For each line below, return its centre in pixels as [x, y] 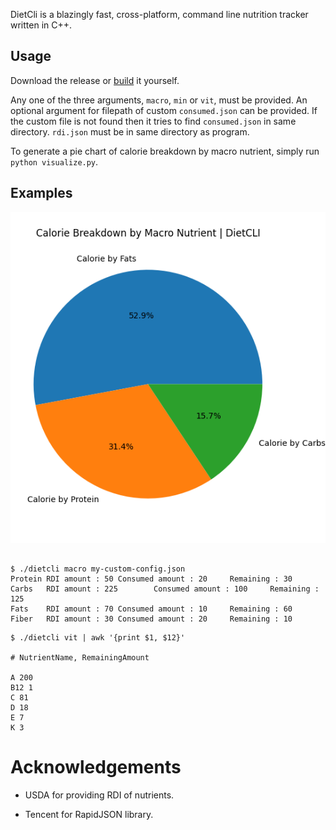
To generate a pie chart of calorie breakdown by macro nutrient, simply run [165, 151]
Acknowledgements [96, 766]
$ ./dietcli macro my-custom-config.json [98, 569]
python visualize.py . [54, 161]
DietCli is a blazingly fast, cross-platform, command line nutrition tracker [159, 14]
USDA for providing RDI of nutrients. [99, 795]
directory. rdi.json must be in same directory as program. [130, 131]
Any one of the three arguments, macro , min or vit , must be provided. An [159, 100]
